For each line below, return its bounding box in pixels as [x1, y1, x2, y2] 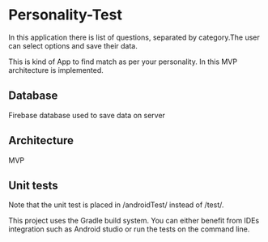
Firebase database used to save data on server [8, 110, 166, 120]
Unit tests [8, 178, 58, 192]
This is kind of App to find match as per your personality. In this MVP [8, 57, 237, 66]
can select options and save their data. [8, 40, 138, 50]
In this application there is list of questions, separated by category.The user [8, 32, 261, 42]
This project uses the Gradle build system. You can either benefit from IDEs [8, 216, 260, 226]
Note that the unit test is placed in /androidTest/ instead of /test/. [8, 200, 224, 210]
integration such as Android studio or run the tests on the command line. [8, 224, 250, 234]
